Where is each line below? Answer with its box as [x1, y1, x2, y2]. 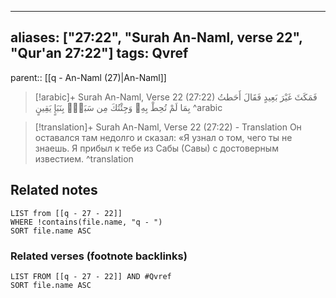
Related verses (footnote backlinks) [10, 249, 188, 263]
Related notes [10, 182, 98, 199]
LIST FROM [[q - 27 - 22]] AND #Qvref [10, 271, 172, 281]
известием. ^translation [34, 152, 134, 165]
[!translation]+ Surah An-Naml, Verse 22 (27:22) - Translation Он [34, 121, 302, 133]
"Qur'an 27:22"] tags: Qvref [10, 45, 189, 62]
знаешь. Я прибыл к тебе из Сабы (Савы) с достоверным [34, 142, 279, 154]
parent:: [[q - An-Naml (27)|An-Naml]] [10, 71, 167, 83]
